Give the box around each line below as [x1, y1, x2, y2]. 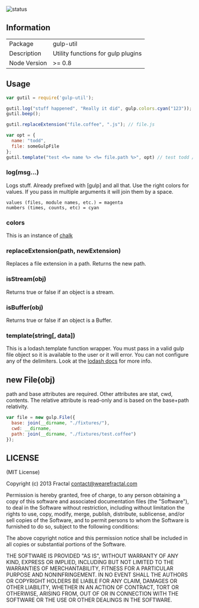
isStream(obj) [6, 275, 46, 283]
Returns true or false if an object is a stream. [6, 288, 115, 296]
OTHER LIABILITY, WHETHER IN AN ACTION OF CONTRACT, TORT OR [6, 584, 179, 591]
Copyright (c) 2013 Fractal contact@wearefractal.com [6, 480, 138, 487]
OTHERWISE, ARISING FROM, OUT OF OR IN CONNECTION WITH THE [6, 590, 179, 597]
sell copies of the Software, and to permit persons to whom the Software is [6, 517, 190, 524]
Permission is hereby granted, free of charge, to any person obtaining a [6, 492, 181, 499]
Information [6, 23, 51, 33]
